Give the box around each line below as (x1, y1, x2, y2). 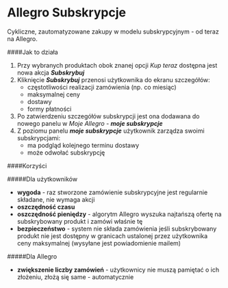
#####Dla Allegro (7, 252, 58, 261)
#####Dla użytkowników (7, 174, 77, 183)
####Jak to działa (7, 48, 58, 56)
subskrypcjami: (16, 133, 60, 142)
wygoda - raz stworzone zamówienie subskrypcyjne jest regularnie (16, 188, 208, 196)
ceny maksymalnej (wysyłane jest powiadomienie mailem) (16, 239, 181, 247)
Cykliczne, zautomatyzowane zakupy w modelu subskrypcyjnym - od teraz (7, 27, 219, 36)
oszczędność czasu (16, 202, 75, 211)
